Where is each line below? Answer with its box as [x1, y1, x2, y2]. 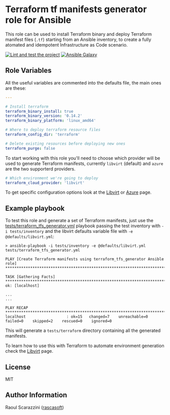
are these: [5, 85, 26, 91]
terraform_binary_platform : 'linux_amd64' [5, 118, 96, 123]
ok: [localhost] [5, 283, 39, 288]
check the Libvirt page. [5, 348, 54, 354]
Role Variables [5, 66, 52, 75]
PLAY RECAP [5, 305, 28, 311]
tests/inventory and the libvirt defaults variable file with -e [10, 228, 133, 234]
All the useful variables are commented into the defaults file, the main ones [5, 79, 161, 86]
